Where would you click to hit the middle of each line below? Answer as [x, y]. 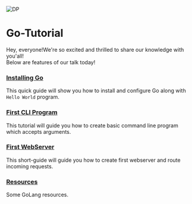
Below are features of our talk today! [51, 62]
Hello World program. [33, 97]
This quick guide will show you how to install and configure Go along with [96, 91]
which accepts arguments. [39, 131]
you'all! [15, 56]
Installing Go [25, 77]
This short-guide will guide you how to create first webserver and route [93, 160]
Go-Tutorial [35, 33]
